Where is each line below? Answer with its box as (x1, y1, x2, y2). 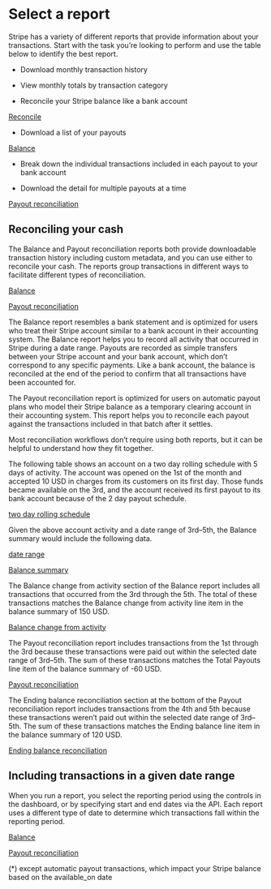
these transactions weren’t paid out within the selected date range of (8, 712, 239, 722)
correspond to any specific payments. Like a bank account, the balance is (8, 360, 256, 370)
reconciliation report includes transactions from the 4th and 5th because (8, 703, 252, 714)
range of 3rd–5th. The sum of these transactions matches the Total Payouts (8, 655, 261, 665)
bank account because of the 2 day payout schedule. (8, 493, 187, 503)
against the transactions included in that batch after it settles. (8, 419, 213, 428)
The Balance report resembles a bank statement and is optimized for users (8, 317, 258, 327)
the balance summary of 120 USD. (8, 729, 123, 739)
